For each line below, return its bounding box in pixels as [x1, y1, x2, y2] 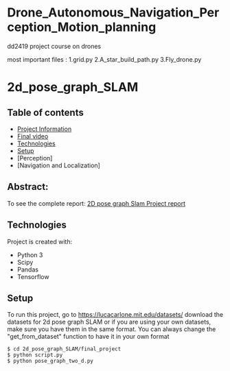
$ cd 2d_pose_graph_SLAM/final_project [7, 346, 122, 352]
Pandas [16, 265, 39, 274]
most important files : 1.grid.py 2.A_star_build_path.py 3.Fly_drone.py [7, 55, 202, 63]
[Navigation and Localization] [16, 161, 101, 169]
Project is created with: [7, 237, 73, 246]
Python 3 [16, 250, 43, 259]
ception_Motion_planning [7, 19, 157, 35]
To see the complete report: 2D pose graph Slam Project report [7, 199, 186, 207]
